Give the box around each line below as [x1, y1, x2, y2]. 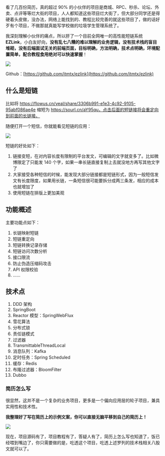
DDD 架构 [12, 301, 32, 307]
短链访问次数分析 [12, 248, 47, 254]
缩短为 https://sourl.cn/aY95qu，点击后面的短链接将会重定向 [36, 107, 159, 113]
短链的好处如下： [5, 142, 40, 148]
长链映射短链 [12, 229, 39, 236]
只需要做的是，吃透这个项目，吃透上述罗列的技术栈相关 [39, 439, 151, 445]
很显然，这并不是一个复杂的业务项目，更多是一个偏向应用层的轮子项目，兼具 [5, 397, 160, 403]
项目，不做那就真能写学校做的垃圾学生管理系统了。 [18, 23, 121, 28]
